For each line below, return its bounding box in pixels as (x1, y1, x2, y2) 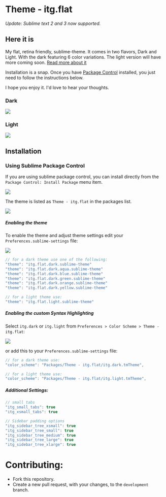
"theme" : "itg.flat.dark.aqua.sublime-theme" (5, 267, 103, 272)
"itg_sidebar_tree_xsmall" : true (5, 423, 76, 428)
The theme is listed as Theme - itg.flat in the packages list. (5, 198, 132, 205)
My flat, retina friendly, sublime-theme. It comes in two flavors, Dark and (5, 48, 157, 54)
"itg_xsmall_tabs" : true (5, 410, 58, 415)
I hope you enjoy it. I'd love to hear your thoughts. (5, 84, 109, 90)
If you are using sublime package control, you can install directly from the (5, 174, 159, 180)
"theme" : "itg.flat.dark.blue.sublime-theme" (5, 271, 103, 276)
